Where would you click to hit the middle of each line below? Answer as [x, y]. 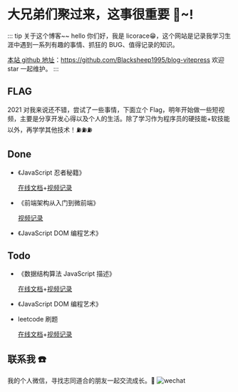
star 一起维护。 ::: [33, 68]
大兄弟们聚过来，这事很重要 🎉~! [100, 15]
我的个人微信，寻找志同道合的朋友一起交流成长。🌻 [81, 381]
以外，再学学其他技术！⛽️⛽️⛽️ [50, 130]
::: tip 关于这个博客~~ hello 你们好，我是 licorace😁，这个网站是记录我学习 [116, 36]
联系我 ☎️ [27, 359]
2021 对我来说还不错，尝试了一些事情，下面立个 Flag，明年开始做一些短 [113, 109]
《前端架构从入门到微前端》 [58, 202]
